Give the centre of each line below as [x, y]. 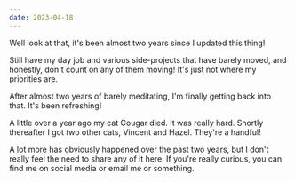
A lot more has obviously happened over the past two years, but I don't [139, 149]
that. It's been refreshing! [56, 105]
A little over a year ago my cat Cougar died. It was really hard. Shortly [136, 123]
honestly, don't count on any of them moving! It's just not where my [133, 69]
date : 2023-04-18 [41, 17]
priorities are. [34, 79]
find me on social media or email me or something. [102, 168]
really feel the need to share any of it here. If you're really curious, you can [146, 158]
